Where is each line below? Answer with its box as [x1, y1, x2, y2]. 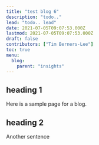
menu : [6, 52, 19, 58]
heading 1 [6, 85, 42, 95]
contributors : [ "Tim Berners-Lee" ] [6, 42, 94, 48]
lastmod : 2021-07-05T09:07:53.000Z [6, 31, 94, 36]
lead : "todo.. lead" [6, 19, 57, 25]
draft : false [6, 36, 38, 42]
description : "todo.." [6, 14, 62, 20]
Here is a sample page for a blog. [6, 100, 87, 107]
